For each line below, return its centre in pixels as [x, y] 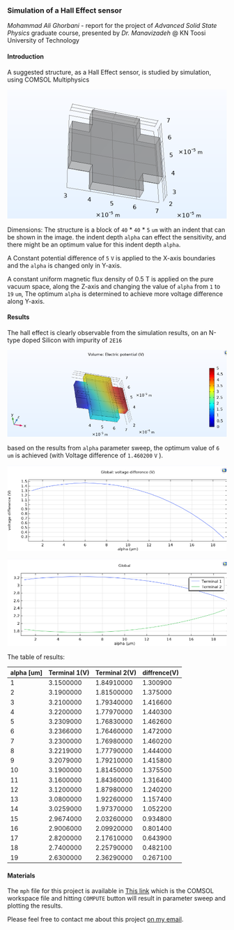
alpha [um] [26, 672]
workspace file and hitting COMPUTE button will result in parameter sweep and [117, 899]
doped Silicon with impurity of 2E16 [72, 340]
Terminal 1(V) [69, 672]
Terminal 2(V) [116, 672]
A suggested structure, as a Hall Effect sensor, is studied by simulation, [109, 72]
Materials [21, 876]
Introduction [25, 56]
